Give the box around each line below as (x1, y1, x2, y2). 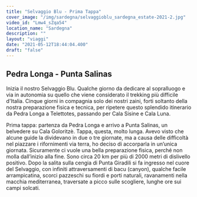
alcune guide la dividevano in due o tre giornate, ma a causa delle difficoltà (6, 134, 189, 141)
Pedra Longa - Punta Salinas (6, 69, 112, 79)
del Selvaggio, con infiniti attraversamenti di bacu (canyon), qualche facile (6, 165, 186, 172)
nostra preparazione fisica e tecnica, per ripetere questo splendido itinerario (6, 104, 192, 111)
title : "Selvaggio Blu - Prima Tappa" (6, 8, 101, 15)
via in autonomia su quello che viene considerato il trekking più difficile (6, 91, 179, 98)
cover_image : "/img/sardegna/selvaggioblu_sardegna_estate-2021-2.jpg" (6, 14, 186, 20)
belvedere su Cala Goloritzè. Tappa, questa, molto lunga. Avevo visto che (6, 128, 184, 135)
